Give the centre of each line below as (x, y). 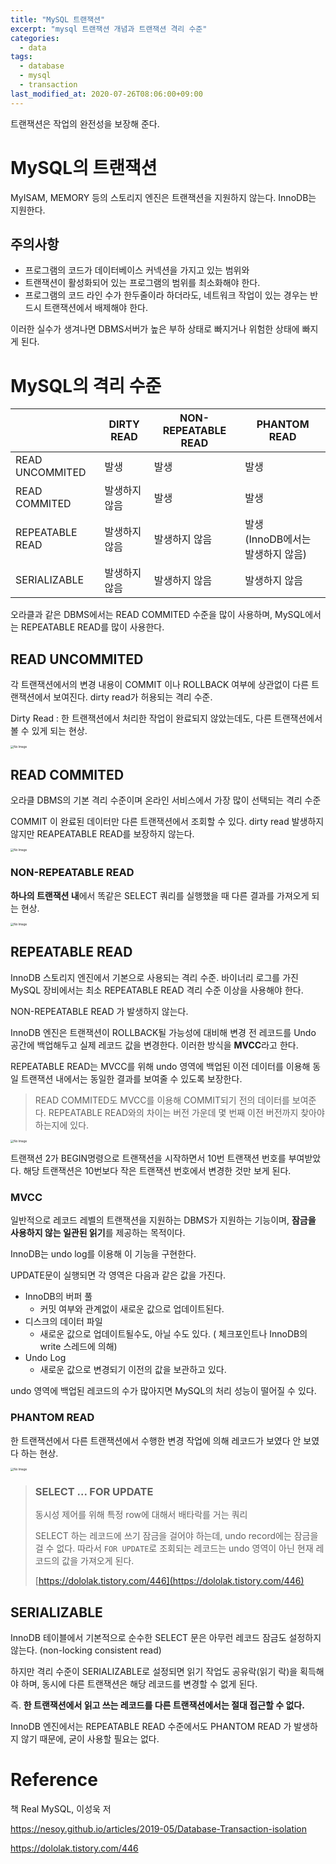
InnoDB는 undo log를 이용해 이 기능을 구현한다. (103, 1254)
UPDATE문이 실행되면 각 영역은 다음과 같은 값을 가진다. (118, 1275)
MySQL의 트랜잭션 (84, 167)
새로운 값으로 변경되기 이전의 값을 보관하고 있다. (133, 1370)
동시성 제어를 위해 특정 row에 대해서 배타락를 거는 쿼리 (141, 1515)
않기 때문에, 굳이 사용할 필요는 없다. (90, 1739)
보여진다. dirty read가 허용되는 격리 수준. (133, 697)
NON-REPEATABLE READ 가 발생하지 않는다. (99, 1011)
